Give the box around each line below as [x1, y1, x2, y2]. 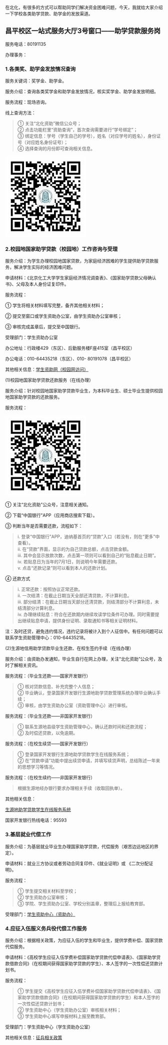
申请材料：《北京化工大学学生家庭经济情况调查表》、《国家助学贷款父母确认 [5, 275, 156, 281]
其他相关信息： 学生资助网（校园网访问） [5, 366, 88, 372]
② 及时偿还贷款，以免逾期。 [17, 730, 78, 736]
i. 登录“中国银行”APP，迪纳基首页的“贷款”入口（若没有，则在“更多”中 [17, 534, 160, 540]
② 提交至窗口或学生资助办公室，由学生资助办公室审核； [5, 313, 122, 319]
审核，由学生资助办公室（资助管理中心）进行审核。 [24, 702, 130, 709]
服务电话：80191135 [5, 41, 46, 47]
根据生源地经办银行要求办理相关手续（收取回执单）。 [17, 785, 125, 792]
